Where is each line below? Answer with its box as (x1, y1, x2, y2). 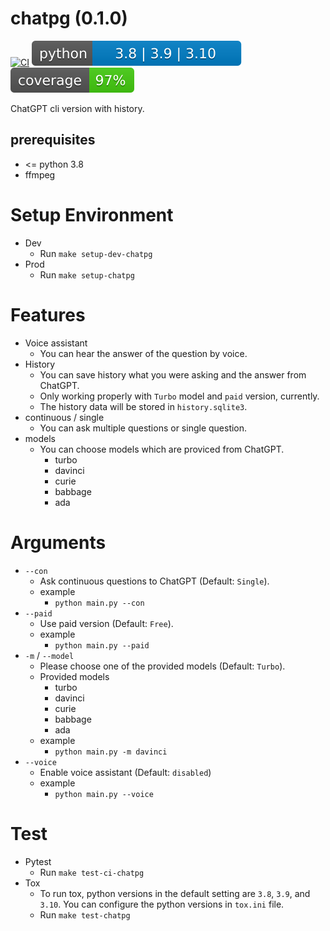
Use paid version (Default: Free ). (39, 617, 174, 629)
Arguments (10, 531, 107, 554)
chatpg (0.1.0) (10, 7, 128, 30)
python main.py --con (54, 598, 145, 608)
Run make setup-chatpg (39, 268, 135, 281)
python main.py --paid (54, 640, 150, 651)
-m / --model (24, 649, 75, 661)
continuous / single (24, 411, 105, 423)
